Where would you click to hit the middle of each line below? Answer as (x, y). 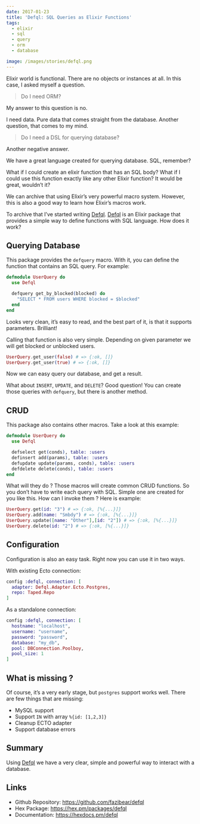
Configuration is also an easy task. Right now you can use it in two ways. (96, 559)
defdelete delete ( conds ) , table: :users (62, 469)
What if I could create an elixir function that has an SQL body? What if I (93, 172)
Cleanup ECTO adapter (43, 723)
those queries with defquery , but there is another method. (77, 392)
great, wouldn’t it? (28, 185)
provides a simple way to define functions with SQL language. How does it (98, 220)
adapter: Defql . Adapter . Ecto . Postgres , (61, 587)
